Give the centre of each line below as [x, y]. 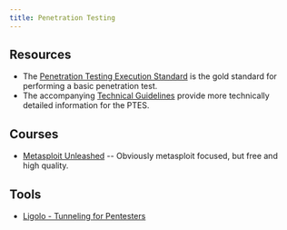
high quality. [45, 165]
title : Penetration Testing [63, 18]
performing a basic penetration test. [90, 86]
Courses [34, 134]
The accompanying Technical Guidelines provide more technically [146, 95]
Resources [40, 55]
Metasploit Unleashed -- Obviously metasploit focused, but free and [150, 156]
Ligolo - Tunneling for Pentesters [84, 216]
